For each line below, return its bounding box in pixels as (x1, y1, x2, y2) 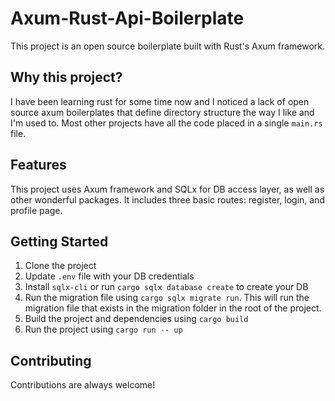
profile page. (10, 204, 63, 216)
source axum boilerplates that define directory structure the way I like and (10, 106, 315, 118)
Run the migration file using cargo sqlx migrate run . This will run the (24, 292, 310, 304)
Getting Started (10, 233, 109, 250)
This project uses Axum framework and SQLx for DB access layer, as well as (10, 183, 325, 195)
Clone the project (24, 260, 97, 272)
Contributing (10, 352, 92, 369)
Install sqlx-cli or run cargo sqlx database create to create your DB (24, 281, 309, 293)
